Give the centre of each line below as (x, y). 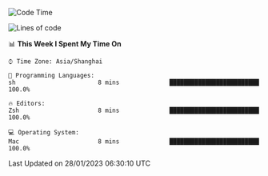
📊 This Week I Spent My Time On (65, 44)
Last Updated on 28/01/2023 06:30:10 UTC (79, 163)
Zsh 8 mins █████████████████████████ (134, 110)
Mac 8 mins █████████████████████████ (134, 142)
